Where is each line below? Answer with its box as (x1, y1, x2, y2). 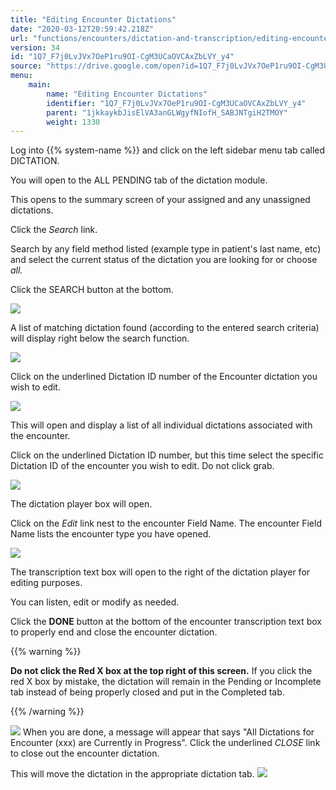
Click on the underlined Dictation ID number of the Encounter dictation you (10, 371, 318, 383)
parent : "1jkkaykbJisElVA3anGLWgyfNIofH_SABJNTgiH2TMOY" (46, 107, 288, 118)
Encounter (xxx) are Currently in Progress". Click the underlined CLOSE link (10, 737, 321, 749)
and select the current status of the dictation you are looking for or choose (10, 254, 318, 266)
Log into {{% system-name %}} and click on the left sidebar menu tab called (10, 144, 326, 156)
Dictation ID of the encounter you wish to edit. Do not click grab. (10, 460, 275, 472)
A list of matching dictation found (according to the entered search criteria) (10, 322, 320, 334)
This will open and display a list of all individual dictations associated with (10, 419, 313, 431)
